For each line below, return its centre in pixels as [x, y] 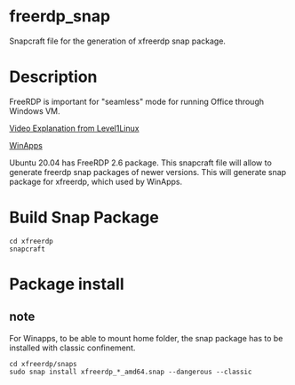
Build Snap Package [84, 217]
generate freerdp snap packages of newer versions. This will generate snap [148, 172]
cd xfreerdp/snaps [43, 364]
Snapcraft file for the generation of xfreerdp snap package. [118, 41]
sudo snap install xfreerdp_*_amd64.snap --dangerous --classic [131, 372]
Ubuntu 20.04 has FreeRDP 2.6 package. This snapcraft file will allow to [141, 163]
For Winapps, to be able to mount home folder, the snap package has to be [146, 338]
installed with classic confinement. [72, 348]
